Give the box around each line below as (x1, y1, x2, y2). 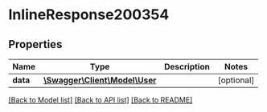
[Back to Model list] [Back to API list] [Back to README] (8, 95, 193, 105)
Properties (8, 38, 63, 51)
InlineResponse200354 (8, 6, 170, 24)
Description (164, 62, 211, 72)
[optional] (217, 74, 255, 86)
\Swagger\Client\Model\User (43, 74, 157, 86)
